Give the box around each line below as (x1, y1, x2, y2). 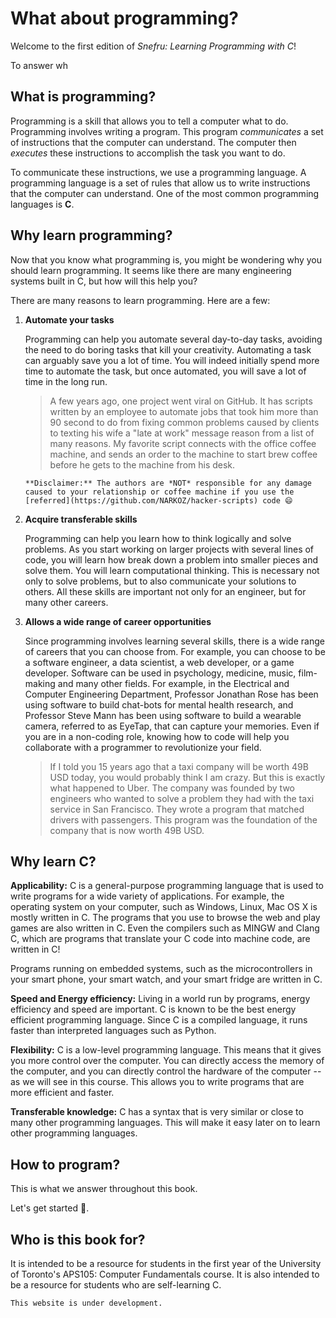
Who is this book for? (10, 1231, 146, 1248)
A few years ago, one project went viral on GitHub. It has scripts (49, 395, 313, 407)
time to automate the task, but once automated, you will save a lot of (24, 365, 307, 377)
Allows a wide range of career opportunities (24, 615, 212, 627)
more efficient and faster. (10, 1087, 115, 1099)
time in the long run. (24, 375, 108, 387)
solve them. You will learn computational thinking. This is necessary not (24, 564, 320, 576)
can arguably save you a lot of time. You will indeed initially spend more (24, 354, 320, 366)
